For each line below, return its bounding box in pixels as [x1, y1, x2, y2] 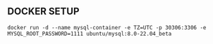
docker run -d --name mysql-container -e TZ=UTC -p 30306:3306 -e [7, 24, 207, 31]
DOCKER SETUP [7, 6, 80, 17]
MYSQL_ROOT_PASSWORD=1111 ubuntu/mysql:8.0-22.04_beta [7, 30, 172, 37]
